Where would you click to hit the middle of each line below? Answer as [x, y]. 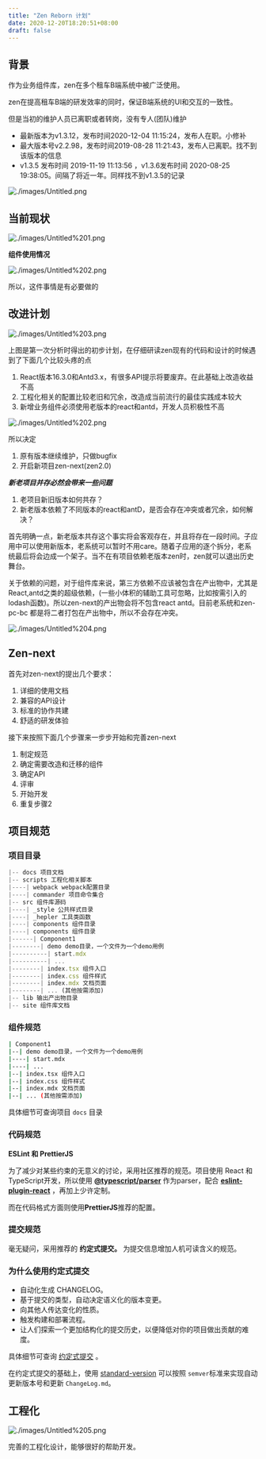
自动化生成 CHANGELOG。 [64, 1290]
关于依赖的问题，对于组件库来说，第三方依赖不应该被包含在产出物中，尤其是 [133, 583]
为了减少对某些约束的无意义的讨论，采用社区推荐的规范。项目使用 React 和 [131, 1170]
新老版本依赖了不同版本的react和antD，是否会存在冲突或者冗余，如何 [133, 509]
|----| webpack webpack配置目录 [59, 888]
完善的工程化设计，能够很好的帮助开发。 [74, 1446]
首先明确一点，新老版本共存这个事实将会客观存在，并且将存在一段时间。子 [129, 536]
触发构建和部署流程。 [54, 1320]
